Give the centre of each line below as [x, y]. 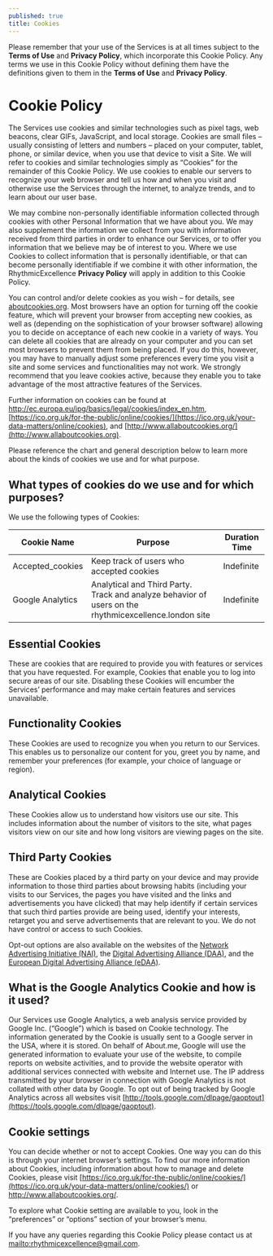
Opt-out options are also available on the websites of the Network [119, 944]
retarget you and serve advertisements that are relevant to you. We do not [132, 920]
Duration [242, 537]
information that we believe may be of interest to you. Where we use [123, 247]
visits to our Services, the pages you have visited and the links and [120, 894]
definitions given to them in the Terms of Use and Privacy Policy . [118, 72]
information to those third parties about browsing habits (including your [128, 886]
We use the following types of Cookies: [74, 517]
